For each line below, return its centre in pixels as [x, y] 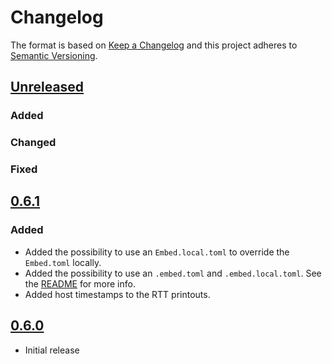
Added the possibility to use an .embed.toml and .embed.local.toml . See [173, 273]
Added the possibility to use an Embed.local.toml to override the [157, 252]
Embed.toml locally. [63, 262]
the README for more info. [80, 283]
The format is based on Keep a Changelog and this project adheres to [154, 45]
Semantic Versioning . [54, 55]
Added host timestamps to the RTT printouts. [117, 294]
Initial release [52, 350]
